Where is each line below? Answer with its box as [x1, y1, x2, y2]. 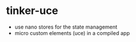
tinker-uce [6, 4, 59, 17]
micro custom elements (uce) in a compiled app [14, 29, 130, 36]
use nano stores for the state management [14, 23, 118, 30]
